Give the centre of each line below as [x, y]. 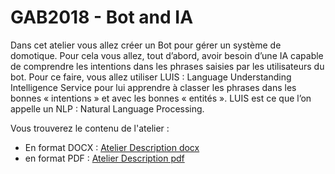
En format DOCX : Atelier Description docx [112, 147]
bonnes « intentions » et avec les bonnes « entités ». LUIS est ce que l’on [161, 98]
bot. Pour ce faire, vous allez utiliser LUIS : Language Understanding [151, 77]
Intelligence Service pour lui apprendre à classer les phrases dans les [153, 87]
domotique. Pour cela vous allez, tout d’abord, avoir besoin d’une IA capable [167, 55]
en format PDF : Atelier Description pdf [104, 158]
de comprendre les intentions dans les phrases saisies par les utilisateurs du [167, 66]
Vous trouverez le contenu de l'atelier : [90, 128]
